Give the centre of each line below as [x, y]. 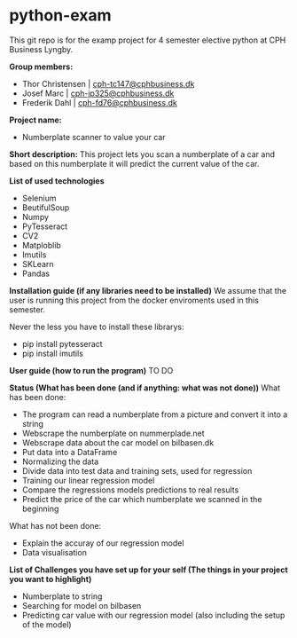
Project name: [35, 120]
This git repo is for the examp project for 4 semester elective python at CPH [148, 40]
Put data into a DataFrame [70, 452]
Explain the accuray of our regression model [103, 543]
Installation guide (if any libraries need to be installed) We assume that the [148, 290]
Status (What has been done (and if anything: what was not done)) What [145, 388]
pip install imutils [53, 353]
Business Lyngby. [41, 49]
